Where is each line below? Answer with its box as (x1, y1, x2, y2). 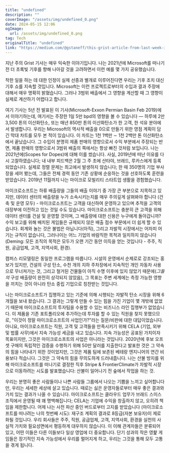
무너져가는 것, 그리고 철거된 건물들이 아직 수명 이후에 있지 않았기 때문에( (14, 268, 157, 274)
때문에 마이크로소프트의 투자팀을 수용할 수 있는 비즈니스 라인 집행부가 (10, 304, 147, 310)
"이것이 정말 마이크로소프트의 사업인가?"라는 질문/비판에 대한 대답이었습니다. (12, 317, 163, 323)
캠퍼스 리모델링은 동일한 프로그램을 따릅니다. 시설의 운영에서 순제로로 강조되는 (5, 255, 159, 262)
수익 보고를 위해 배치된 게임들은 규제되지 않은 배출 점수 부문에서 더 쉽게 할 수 (5, 219, 156, 225)
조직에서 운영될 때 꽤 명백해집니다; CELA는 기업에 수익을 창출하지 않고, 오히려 (5, 397, 158, 404)
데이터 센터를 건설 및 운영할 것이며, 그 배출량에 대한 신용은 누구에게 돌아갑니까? (5, 213, 161, 219)
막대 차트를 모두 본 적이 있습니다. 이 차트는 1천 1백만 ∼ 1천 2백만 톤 (10, 132, 142, 138)
